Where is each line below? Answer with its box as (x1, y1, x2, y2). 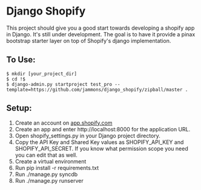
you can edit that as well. (15, 151, 77, 159)
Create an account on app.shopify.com (15, 119, 113, 126)
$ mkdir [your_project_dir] (6, 71, 77, 77)
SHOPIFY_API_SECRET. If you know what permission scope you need (15, 145, 189, 152)
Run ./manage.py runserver (15, 177, 84, 184)
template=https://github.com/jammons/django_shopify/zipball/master (6, 87, 183, 93)
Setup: (6, 103, 32, 113)
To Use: (6, 54, 36, 65)
